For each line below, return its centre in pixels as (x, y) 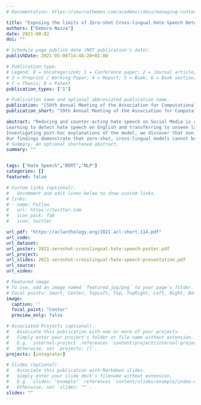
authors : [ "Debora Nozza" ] (40, 28)
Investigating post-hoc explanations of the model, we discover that (95, 133)
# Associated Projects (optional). (51, 326)
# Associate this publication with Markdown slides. (76, 370)
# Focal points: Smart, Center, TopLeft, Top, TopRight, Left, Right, (96, 293)
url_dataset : (22, 243)
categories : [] (25, 172)
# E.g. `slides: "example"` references (59, 382)
